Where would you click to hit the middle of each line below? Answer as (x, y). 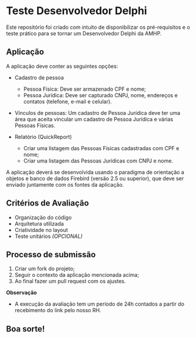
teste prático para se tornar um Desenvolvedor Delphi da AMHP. (84, 33)
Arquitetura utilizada (39, 223)
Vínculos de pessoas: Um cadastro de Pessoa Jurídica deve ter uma (97, 112)
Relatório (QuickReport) (43, 137)
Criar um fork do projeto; (45, 269)
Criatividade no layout (41, 230)
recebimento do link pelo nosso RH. (58, 310)
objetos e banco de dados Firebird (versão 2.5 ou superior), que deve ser (95, 178)
